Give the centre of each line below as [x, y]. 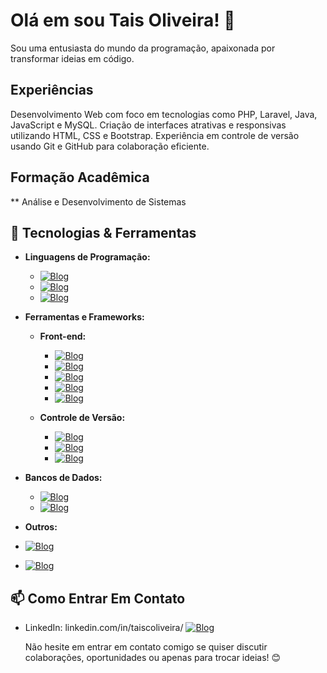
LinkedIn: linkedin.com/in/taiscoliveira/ [104, 628]
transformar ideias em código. [72, 58]
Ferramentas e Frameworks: [84, 317]
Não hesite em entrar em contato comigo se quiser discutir [146, 647]
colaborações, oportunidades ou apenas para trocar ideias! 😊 [153, 658]
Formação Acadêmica [80, 177]
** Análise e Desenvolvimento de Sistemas [98, 201]
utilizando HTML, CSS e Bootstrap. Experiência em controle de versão [155, 135]
